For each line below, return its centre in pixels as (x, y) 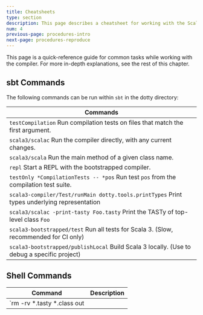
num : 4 (14, 29)
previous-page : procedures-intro (48, 35)
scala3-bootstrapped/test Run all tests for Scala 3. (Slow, (91, 229)
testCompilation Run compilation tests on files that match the (96, 122)
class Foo (37, 219)
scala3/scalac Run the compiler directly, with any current (91, 140)
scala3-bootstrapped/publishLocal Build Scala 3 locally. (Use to (100, 247)
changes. (22, 147)
